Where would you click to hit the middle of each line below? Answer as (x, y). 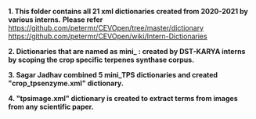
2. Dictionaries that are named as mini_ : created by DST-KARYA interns (127, 51)
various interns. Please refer (56, 20)
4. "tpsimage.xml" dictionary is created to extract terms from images (123, 98)
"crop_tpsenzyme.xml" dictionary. (66, 83)
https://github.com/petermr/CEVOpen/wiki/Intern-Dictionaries (108, 36)
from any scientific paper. (51, 106)
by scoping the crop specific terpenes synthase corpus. (101, 59)
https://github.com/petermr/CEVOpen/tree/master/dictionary (106, 28)
